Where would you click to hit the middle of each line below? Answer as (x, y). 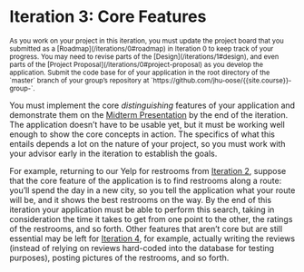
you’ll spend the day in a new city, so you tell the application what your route (152, 190)
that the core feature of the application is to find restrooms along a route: (146, 180)
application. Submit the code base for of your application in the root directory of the (140, 73)
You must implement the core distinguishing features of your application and (152, 105)
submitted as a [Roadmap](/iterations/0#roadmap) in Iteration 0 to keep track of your (142, 49)
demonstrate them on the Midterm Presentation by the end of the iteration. (149, 114)
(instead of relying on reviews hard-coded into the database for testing (142, 248)
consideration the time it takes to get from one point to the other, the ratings (151, 219)
